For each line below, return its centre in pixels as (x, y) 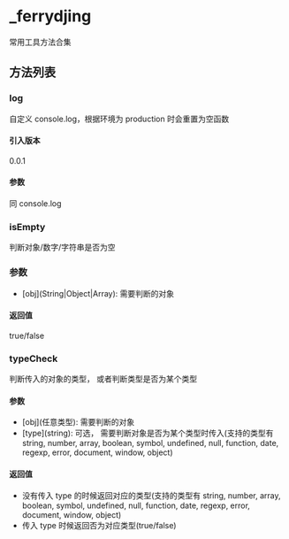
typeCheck (34, 358)
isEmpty (27, 227)
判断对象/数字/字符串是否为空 (63, 247)
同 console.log (35, 204)
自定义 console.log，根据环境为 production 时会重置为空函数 (119, 119)
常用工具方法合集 (40, 42)
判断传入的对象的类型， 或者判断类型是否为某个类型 (103, 379)
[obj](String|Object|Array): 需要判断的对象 (98, 293)
